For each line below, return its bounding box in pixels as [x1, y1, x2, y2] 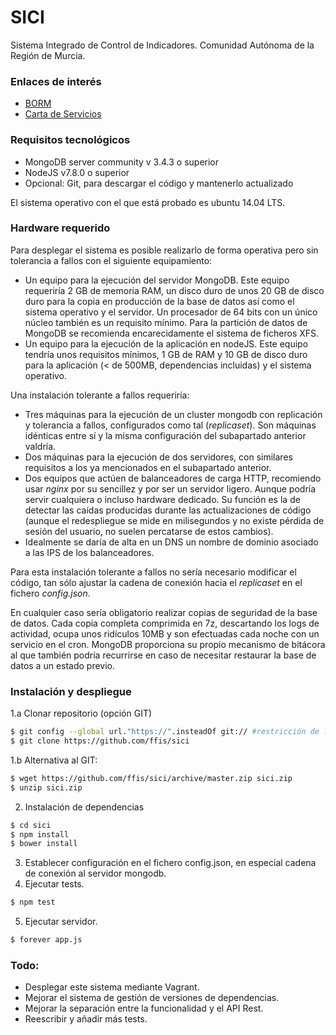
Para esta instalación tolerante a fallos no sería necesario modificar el [10, 566, 297, 578]
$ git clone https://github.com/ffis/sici [10, 736, 190, 746]
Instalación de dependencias [24, 801, 145, 813]
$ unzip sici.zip [10, 782, 83, 793]
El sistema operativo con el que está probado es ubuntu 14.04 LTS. [10, 196, 286, 208]
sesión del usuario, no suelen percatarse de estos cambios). [24, 525, 274, 537]
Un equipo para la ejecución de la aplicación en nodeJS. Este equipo [24, 337, 309, 350]
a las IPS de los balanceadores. [24, 546, 155, 558]
